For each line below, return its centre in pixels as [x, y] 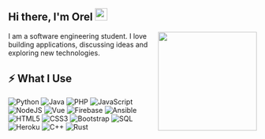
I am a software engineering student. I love [78, 36]
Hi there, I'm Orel [50, 17]
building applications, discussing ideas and [78, 44]
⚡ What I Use [40, 79]
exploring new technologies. [54, 53]
